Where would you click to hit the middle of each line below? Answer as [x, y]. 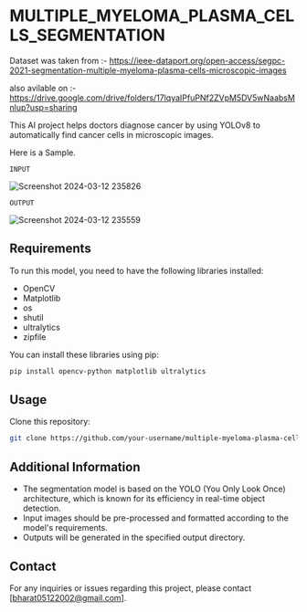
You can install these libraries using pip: [85, 354]
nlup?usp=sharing [43, 107]
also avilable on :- [43, 88]
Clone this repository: [50, 422]
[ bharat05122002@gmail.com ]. [68, 597]
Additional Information [75, 467]
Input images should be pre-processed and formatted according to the [156, 518]
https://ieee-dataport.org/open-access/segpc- [197, 60]
